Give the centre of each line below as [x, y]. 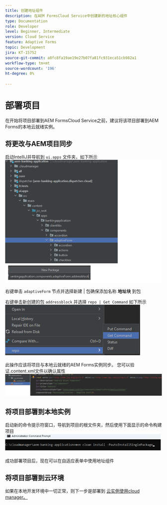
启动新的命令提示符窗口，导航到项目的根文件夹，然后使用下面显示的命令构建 [83, 425]
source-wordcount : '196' [31, 68]
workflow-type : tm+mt [28, 63]
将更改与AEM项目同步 [39, 144]
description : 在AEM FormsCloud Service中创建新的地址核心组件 [66, 16]
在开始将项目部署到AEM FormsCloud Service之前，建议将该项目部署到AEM [82, 120]
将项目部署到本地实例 [38, 412]
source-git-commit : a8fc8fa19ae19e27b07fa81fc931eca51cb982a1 [71, 58]
